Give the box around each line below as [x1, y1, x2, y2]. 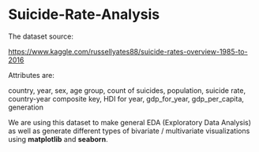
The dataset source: [8, 32, 73, 41]
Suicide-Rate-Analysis [8, 6, 160, 24]
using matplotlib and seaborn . [8, 134, 108, 143]
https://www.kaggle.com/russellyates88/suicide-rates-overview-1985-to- [8, 46, 248, 56]
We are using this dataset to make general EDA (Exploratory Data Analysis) [8, 117, 251, 127]
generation [8, 102, 43, 112]
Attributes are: [8, 70, 55, 80]
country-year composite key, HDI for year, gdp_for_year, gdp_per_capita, [8, 94, 245, 103]
